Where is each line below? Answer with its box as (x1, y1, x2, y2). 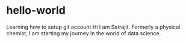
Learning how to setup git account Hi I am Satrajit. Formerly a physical (6, 23, 181, 30)
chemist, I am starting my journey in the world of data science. (6, 29, 161, 36)
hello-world (6, 4, 66, 17)
